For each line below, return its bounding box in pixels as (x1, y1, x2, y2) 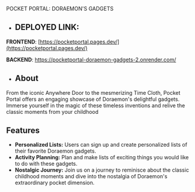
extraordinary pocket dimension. (14, 179, 95, 187)
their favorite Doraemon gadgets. (14, 147, 96, 154)
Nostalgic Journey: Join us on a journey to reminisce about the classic (14, 166, 189, 174)
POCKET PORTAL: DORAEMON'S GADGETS (6, 5, 114, 12)
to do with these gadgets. (14, 160, 78, 168)
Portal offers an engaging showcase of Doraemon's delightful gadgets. (6, 95, 180, 103)
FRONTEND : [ (6, 38, 40, 45)
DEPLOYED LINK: (14, 22, 80, 32)
